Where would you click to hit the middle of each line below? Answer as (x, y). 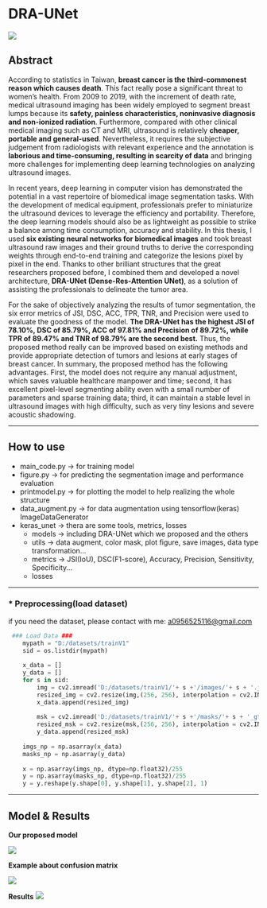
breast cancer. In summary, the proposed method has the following (118, 363)
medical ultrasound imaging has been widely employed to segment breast (129, 105)
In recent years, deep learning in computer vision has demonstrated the (126, 188)
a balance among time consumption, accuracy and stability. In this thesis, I (130, 230)
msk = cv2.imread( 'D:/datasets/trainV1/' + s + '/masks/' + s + (140, 717)
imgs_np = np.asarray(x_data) (73, 747)
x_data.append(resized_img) (83, 702)
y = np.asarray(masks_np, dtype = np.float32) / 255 (104, 776)
